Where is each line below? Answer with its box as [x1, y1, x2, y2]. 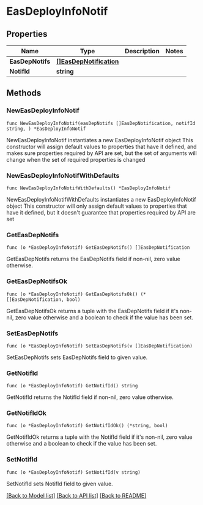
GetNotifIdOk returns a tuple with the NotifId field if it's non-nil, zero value [6, 433, 193, 441]
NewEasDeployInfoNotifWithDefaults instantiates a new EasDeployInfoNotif [6, 196, 197, 203]
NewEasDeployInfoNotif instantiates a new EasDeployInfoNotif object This [6, 136, 194, 143]
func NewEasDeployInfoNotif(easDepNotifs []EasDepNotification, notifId [6, 120, 196, 126]
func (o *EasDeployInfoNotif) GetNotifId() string [6, 383, 138, 389]
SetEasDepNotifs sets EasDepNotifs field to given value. [6, 354, 148, 361]
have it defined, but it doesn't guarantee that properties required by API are [6, 208, 196, 216]
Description [124, 47, 160, 55]
